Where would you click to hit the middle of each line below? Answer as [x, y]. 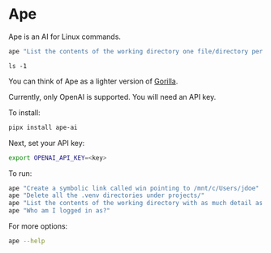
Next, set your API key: [47, 143]
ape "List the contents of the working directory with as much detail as [136, 204]
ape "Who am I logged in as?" [60, 211]
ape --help [27, 241]
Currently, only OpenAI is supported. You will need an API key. [112, 96]
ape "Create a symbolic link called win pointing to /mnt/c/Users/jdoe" [134, 188]
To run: [20, 173]
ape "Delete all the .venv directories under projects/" [107, 195]
